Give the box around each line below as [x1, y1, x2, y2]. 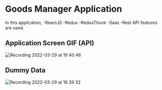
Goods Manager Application [5, 3, 122, 15]
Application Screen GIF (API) [5, 39, 94, 47]
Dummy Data [5, 66, 46, 74]
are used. [5, 24, 25, 30]
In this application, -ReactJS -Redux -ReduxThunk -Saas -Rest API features [5, 20, 158, 25]
